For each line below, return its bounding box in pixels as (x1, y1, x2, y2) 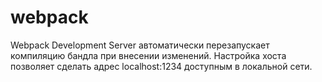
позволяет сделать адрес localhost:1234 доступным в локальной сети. (10, 60, 313, 72)
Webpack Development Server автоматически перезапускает (10, 39, 270, 51)
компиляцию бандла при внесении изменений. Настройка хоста (10, 49, 287, 61)
